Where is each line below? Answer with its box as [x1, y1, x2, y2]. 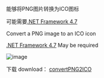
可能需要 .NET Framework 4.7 [6, 18, 78, 25]
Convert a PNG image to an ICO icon [6, 30, 96, 37]
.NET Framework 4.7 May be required [6, 41, 99, 49]
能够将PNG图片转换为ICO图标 [6, 5, 79, 12]
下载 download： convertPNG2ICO [6, 65, 92, 73]
